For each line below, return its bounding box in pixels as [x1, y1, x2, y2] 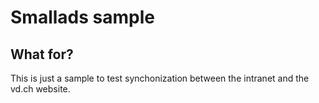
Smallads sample [10, 6, 155, 29]
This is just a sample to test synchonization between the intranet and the [10, 72, 310, 84]
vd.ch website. [10, 83, 71, 95]
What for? [10, 46, 74, 63]
